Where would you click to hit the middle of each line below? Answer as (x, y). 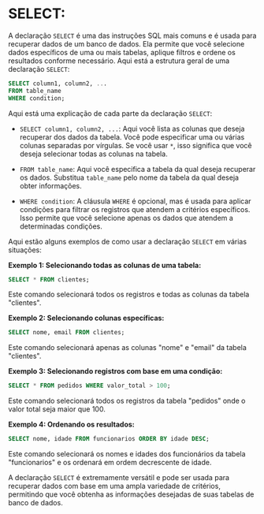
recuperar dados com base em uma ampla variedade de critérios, (114, 486)
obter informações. (50, 185)
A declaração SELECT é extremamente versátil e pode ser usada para (119, 478)
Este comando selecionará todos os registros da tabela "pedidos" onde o (127, 401)
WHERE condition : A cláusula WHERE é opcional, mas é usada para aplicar (135, 201)
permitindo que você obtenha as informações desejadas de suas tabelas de (131, 494)
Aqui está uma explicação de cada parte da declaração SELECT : (110, 113)
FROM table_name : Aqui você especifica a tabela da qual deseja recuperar (138, 169)
